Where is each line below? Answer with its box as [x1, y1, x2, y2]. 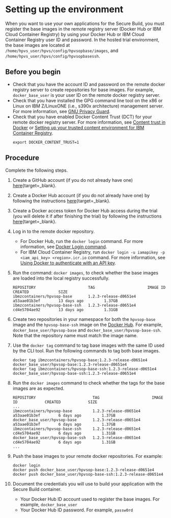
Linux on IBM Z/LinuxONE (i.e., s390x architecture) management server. [12, 103, 164, 109]
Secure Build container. [12, 486, 62, 492]
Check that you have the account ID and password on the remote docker [12, 81, 165, 87]
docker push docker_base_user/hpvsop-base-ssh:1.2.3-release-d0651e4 [12, 472, 164, 477]
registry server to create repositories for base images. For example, [12, 87, 154, 93]
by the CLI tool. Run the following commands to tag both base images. [12, 347, 160, 353]
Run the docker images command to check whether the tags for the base [12, 379, 165, 386]
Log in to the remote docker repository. [12, 228, 95, 234]
